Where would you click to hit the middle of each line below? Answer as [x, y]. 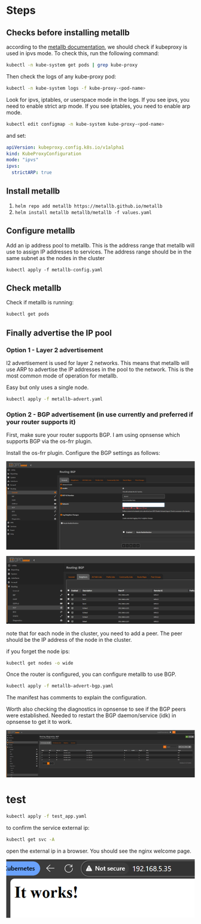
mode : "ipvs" [22, 160]
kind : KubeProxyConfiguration [44, 153]
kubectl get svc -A [31, 840]
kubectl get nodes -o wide [40, 663]
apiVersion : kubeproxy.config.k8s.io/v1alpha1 [65, 147]
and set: [16, 135]
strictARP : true [32, 173]
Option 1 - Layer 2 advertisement [55, 350]
